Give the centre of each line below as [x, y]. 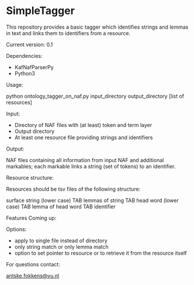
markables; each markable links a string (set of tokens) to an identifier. [91, 166]
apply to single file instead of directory [61, 241]
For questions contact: [33, 264]
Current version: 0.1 [30, 44]
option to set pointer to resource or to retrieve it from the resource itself [101, 253]
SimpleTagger [40, 11]
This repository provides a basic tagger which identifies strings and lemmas [97, 27]
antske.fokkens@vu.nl [33, 276]
